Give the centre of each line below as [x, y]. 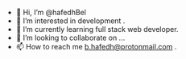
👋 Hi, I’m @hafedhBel [51, 12]
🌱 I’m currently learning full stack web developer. [97, 29]
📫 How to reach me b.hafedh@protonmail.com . [96, 47]
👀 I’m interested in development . [70, 21]
